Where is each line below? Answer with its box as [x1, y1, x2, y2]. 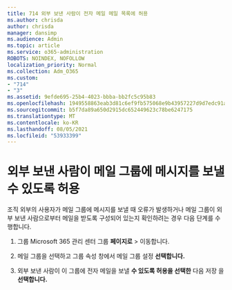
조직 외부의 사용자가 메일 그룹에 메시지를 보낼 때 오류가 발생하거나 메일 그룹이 [7, 205, 215, 214]
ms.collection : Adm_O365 [7, 68, 79, 75]
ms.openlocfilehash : [7, 100, 67, 107]
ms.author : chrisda [7, 17, 64, 23]
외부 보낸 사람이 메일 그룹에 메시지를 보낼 [7, 164, 225, 180]
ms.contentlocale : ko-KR [7, 119, 79, 126]
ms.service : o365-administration [7, 49, 104, 56]
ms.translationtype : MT [7, 113, 76, 119]
